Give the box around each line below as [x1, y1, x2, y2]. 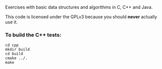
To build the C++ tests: [5, 31, 62, 38]
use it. [5, 19, 18, 25]
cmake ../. [5, 56, 28, 61]
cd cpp [5, 43, 19, 48]
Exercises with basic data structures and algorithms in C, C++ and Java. [5, 4, 153, 10]
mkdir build [5, 47, 30, 52]
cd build [5, 52, 23, 57]
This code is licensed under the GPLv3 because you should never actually [5, 14, 158, 19]
